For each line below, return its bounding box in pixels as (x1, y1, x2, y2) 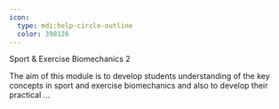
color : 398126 (17, 29, 69, 38)
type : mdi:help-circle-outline (17, 21, 133, 30)
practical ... (9, 90, 51, 100)
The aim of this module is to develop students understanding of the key (9, 71, 271, 82)
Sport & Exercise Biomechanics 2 (9, 54, 131, 65)
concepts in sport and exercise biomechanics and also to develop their (9, 81, 268, 91)
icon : (9, 12, 29, 22)
